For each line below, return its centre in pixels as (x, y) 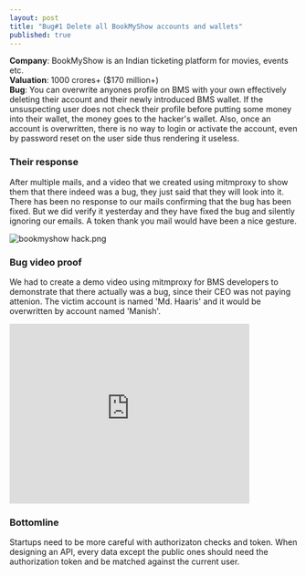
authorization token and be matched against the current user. (125, 561)
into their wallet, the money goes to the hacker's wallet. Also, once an (140, 119)
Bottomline (34, 522)
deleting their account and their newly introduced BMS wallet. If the (136, 99)
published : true (40, 35)
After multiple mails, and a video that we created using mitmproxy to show (149, 182)
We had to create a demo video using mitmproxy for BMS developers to (144, 282)
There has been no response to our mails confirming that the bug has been (151, 201)
